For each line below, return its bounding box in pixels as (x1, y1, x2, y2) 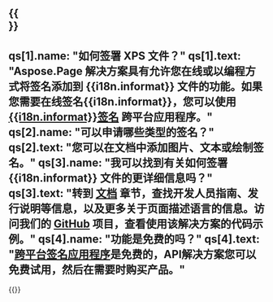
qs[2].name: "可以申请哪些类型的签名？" (8, 125, 215, 139)
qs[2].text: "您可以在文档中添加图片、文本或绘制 (8, 140, 253, 154)
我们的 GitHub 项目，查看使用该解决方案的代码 (19, 217, 253, 230)
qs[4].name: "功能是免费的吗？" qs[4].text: (37, 232, 260, 246)
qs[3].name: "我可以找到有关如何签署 (37, 155, 228, 169)
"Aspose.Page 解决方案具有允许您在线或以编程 (8, 64, 245, 78)
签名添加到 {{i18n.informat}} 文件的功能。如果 (29, 79, 263, 93)
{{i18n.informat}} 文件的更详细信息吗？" (8, 171, 213, 185)
